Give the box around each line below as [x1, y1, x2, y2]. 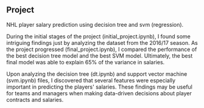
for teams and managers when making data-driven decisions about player [6, 89, 192, 96]
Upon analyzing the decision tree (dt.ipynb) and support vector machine [6, 70, 188, 78]
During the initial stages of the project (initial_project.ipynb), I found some [6, 33, 191, 40]
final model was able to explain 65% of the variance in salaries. [6, 58, 165, 66]
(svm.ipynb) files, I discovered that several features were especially [6, 76, 175, 84]
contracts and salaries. [6, 96, 64, 103]
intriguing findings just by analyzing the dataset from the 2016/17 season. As [6, 39, 198, 46]
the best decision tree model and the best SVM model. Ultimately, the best [6, 52, 193, 59]
